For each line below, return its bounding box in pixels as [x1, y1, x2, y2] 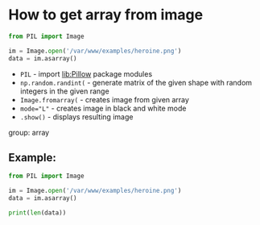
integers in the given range [19, 86, 110, 96]
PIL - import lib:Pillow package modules [19, 69, 153, 78]
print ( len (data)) [8, 209, 67, 217]
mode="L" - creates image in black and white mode [19, 103, 187, 113]
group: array [8, 127, 50, 137]
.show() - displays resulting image [19, 111, 134, 122]
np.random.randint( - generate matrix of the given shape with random [19, 77, 252, 87]
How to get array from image [8, 6, 204, 24]
